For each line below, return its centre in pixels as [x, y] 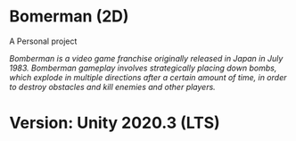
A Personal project [43, 41]
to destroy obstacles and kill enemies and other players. [112, 87]
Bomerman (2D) [69, 17]
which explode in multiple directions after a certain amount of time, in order [148, 77]
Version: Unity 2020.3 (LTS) [115, 123]
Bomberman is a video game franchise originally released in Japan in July [146, 58]
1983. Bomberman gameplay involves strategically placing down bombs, [143, 68]
